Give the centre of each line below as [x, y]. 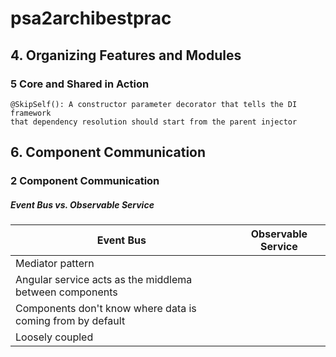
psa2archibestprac [91, 18]
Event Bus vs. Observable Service [82, 204]
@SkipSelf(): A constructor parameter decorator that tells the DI [154, 104]
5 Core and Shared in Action [80, 84]
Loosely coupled [54, 337]
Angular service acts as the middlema [104, 280]
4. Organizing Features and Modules [126, 55]
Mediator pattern [55, 264]
